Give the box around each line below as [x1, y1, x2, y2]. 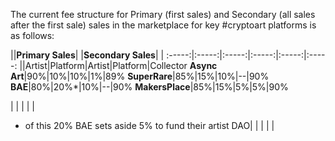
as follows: [10, 30, 55, 41]
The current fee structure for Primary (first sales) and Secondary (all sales [10, 9, 316, 20]
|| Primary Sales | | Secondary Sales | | [10, 49, 165, 61]
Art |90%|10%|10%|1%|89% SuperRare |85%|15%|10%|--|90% [10, 70, 270, 82]
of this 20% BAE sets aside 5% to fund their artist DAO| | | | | [24, 120, 275, 131]
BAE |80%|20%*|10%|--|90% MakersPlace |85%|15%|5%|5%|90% [10, 81, 289, 93]
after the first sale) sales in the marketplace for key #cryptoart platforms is [10, 19, 317, 31]
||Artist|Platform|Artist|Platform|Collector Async [19, 60, 218, 71]
